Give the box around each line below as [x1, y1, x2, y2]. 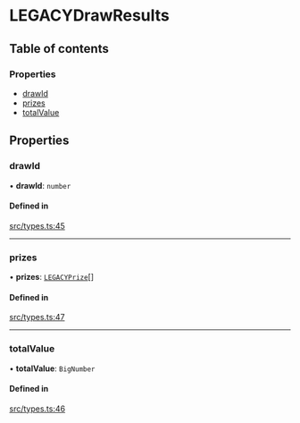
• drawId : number [9, 180, 71, 190]
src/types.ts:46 [9, 403, 65, 414]
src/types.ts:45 [9, 220, 65, 231]
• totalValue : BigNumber [9, 363, 96, 374]
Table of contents [9, 41, 109, 56]
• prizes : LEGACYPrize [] [9, 272, 95, 283]
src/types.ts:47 [9, 312, 65, 323]
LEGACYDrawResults [9, 5, 170, 26]
